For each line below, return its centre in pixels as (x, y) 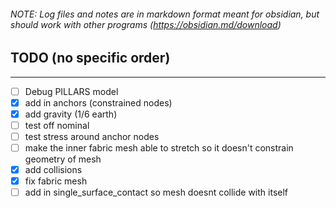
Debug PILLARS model (71, 91)
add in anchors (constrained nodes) (98, 102)
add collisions (53, 169)
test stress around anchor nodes (92, 136)
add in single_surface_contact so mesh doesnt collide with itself (156, 192)
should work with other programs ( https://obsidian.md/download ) (146, 24)
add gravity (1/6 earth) (71, 114)
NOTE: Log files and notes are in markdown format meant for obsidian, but (165, 14)
